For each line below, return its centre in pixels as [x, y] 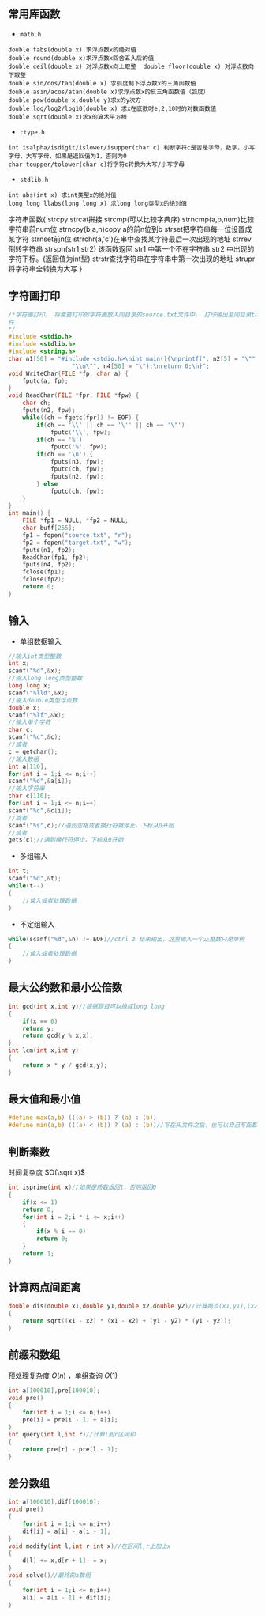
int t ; [19, 871]
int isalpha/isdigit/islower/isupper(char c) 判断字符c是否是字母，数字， [126, 148]
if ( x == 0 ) [40, 1021]
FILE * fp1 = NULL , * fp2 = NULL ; [75, 520]
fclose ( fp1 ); [44, 572]
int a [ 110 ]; [28, 766]
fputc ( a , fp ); [45, 381]
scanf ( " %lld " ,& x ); [38, 693]
